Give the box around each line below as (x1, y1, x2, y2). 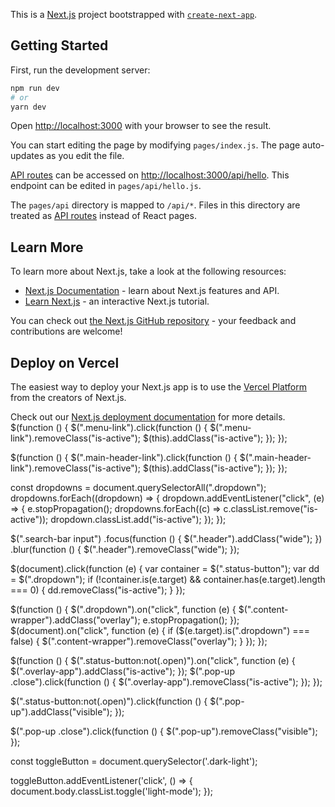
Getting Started (10, 37, 109, 54)
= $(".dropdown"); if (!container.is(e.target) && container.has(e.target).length (10, 574, 326, 586)
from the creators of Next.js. (10, 392, 127, 404)
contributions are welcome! (10, 325, 123, 338)
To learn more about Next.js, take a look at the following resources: (10, 265, 287, 278)
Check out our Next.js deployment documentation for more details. (10, 411, 286, 423)
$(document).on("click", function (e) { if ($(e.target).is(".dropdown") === (10, 625, 311, 637)
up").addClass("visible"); (10, 706, 113, 718)
